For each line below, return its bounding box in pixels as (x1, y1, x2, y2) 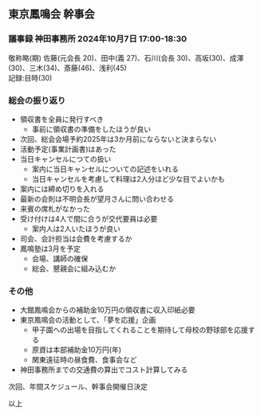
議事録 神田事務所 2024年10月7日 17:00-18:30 (8, 33, 188, 45)
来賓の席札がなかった (19, 204, 90, 213)
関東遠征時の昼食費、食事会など (31, 355, 137, 365)
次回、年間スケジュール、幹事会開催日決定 (8, 382, 148, 392)
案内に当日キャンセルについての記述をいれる (31, 164, 180, 174)
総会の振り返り (8, 95, 66, 106)
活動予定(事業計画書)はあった (19, 144, 117, 154)
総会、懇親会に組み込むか (31, 264, 117, 273)
